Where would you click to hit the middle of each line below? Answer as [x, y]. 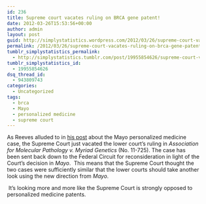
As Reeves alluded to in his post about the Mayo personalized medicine [97, 137]
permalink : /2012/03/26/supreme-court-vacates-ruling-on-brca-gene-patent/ [105, 46]
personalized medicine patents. [46, 195]
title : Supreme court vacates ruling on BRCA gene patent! [84, 18]
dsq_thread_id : [26, 75]
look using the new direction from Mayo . [58, 176]
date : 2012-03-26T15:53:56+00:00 [50, 23]
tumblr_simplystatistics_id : [44, 63]
